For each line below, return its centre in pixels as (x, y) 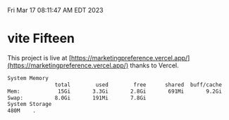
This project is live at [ (39, 58)
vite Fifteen (41, 39)
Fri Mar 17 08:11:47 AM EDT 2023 (55, 10)
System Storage (30, 105)
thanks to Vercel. (154, 65)
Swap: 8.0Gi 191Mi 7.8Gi (77, 98)
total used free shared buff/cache (138, 85)
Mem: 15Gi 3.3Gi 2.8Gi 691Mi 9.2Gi (114, 91)
